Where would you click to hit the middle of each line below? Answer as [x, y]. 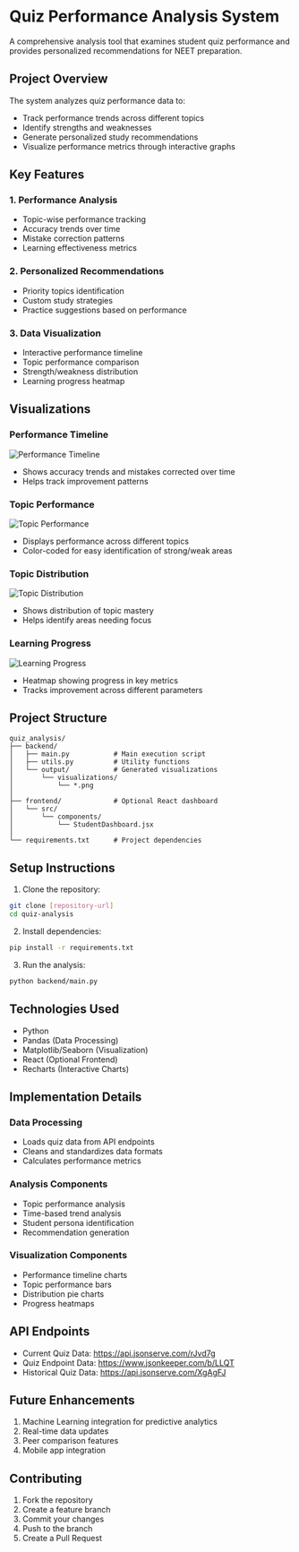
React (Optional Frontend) [70, 1059]
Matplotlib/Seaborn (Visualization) [85, 1050]
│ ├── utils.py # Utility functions [100, 762]
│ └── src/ [34, 809]
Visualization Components [68, 1256]
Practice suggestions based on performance [104, 310]
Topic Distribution [49, 573]
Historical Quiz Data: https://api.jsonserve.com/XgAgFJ [124, 1372]
